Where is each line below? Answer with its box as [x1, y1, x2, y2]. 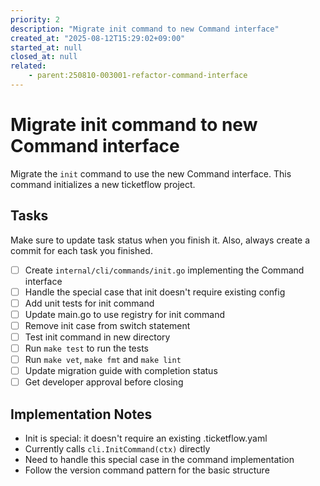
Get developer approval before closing [24, 376, 184, 388]
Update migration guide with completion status [24, 365, 218, 377]
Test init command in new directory [24, 331, 171, 343]
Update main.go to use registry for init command [24, 308, 226, 320]
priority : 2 [10, 14, 60, 25]
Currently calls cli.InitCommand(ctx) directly [24, 443, 211, 455]
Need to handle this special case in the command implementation [24, 454, 295, 466]
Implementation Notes [10, 406, 153, 423]
